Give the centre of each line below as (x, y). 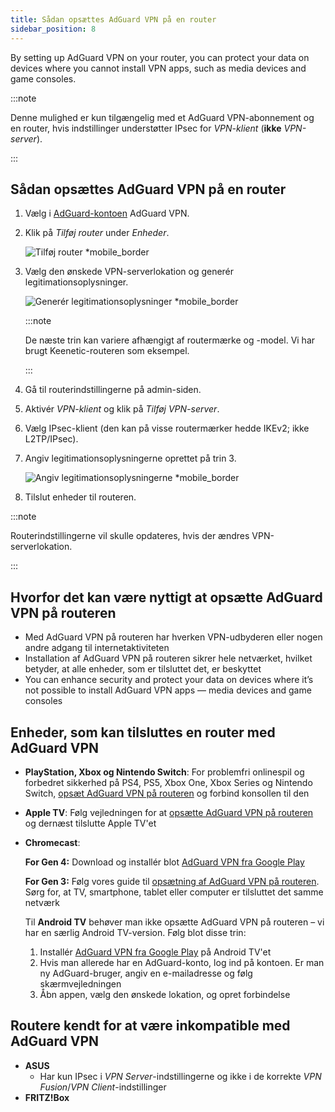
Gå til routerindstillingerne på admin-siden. (113, 390)
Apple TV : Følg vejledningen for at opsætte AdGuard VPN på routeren (169, 812)
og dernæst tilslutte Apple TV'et (90, 823)
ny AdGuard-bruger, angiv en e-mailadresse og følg (146, 973)
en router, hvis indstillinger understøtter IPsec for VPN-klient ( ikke (146, 128)
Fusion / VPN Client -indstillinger (103, 1087)
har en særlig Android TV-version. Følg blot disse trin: (135, 932)
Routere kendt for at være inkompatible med (150, 1026)
